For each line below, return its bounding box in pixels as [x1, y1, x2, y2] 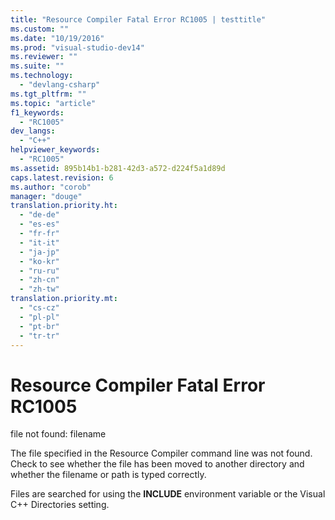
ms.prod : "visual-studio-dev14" [10, 42, 145, 53]
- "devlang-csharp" [19, 80, 101, 90]
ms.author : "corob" [10, 182, 92, 192]
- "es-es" [19, 219, 60, 230]
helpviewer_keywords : [10, 145, 101, 155]
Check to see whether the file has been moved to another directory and [10, 458, 305, 470]
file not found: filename [10, 428, 107, 440]
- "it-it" [19, 237, 60, 248]
